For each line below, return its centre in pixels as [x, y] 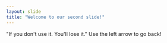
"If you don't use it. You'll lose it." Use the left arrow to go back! [84, 34]
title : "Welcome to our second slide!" [56, 17]
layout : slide [24, 11]
